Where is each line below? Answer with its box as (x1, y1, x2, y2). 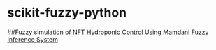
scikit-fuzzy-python (7, 5, 127, 21)
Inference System (7, 35, 58, 43)
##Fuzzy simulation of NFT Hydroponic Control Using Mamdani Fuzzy (7, 28, 209, 36)
